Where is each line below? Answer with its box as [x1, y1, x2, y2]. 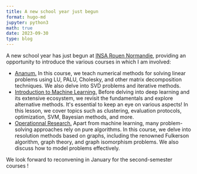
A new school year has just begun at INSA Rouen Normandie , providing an [6, 52, 186, 59]
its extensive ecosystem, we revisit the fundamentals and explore [14, 95, 173, 102]
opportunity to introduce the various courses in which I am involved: [6, 58, 172, 65]
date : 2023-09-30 [6, 31, 49, 36]
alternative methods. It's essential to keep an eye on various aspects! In [14, 101, 188, 108]
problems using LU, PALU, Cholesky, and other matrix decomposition [14, 76, 182, 83]
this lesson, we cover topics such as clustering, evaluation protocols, [14, 107, 182, 114]
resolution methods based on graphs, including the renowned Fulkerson [14, 132, 189, 139]
